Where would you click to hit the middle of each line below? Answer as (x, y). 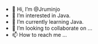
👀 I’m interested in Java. (41, 15)
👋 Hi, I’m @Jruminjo (36, 9)
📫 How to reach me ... (39, 35)
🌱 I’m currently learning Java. (48, 22)
